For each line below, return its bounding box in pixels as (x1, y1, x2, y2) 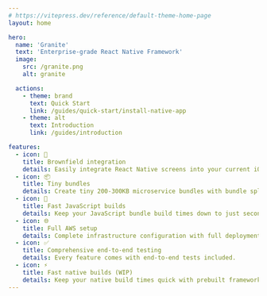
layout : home (8, 19, 52, 27)
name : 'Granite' (15, 40, 69, 48)
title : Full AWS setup (22, 224, 98, 233)
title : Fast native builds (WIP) (22, 268, 133, 276)
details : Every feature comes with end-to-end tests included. (22, 254, 237, 262)
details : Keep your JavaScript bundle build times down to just (22, 210, 240, 217)
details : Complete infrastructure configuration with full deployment (22, 232, 261, 240)
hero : (8, 33, 26, 41)
